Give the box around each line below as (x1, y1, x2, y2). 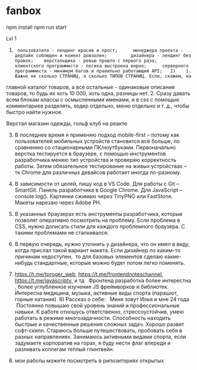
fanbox (6, 4, 41, 18)
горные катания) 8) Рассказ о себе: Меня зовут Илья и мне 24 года (14, 295, 189, 302)
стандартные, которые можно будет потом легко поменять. (34, 259, 185, 266)
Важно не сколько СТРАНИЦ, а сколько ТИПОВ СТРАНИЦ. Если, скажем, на (14, 73, 192, 79)
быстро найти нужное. (6, 108, 63, 115)
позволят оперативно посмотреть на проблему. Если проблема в (14, 216, 181, 224)
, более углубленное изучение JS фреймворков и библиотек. (14, 283, 169, 290)
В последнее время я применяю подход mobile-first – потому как (14, 131, 179, 138)
